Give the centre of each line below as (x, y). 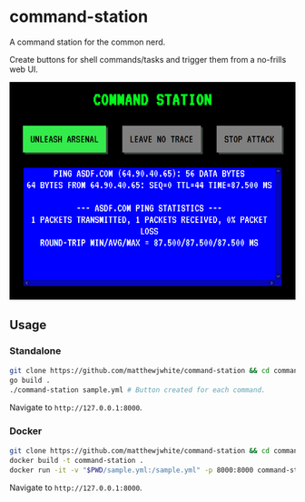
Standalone (35, 351)
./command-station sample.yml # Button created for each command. (138, 390)
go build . (30, 381)
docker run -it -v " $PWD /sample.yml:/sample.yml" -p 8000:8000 (132, 470)
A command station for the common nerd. (88, 42)
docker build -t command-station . (77, 461)
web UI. (24, 69)
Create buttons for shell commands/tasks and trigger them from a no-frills (148, 59)
